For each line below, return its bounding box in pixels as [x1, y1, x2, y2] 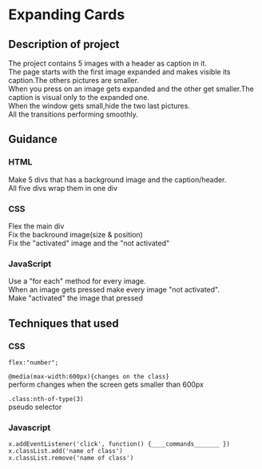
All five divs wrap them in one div [8, 183, 118, 193]
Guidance [8, 133, 58, 146]
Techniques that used [8, 316, 119, 330]
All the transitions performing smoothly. [8, 109, 138, 119]
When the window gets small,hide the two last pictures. [8, 101, 190, 110]
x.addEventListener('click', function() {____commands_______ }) [8, 440, 230, 448]
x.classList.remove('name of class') [8, 454, 134, 463]
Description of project [8, 38, 120, 51]
